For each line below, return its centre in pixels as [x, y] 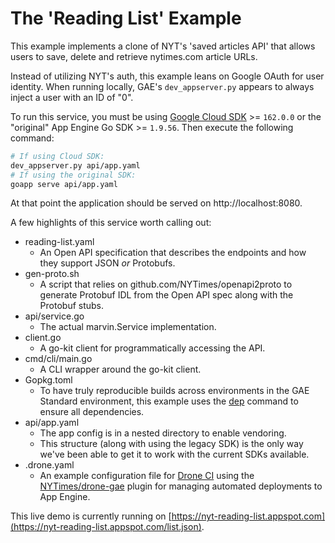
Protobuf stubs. [72, 306]
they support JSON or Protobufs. [107, 263]
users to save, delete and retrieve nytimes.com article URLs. [134, 56]
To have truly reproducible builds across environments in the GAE [174, 391]
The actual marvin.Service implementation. [128, 327]
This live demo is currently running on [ [91, 516]
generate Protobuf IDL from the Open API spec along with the [166, 295]
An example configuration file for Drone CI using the [147, 476]
